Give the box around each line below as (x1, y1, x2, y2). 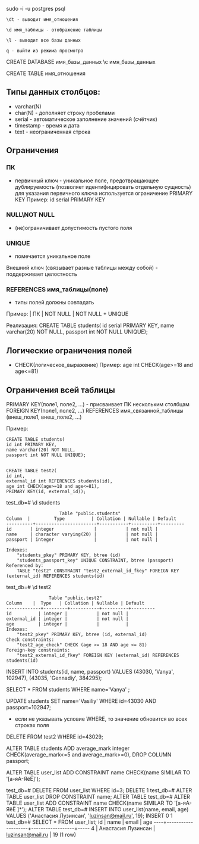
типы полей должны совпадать (14, 299, 94, 306)
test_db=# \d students (6, 499, 61, 506)
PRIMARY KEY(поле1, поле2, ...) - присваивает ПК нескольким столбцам (6, 401, 190, 408)
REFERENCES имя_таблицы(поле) (6, 285, 109, 294)
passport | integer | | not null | (6, 537, 159, 543)
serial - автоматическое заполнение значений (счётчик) (14, 116, 157, 123)
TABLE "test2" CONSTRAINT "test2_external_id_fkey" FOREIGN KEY (17, 568, 179, 574)
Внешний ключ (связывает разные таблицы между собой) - (6, 264, 159, 272)
